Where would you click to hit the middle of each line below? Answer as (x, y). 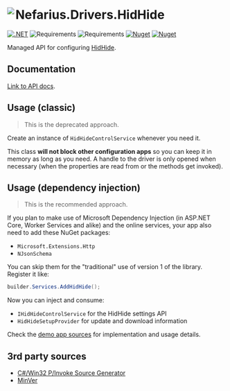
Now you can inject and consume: (56, 300)
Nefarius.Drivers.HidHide (90, 15)
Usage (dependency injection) (74, 188)
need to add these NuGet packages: (59, 233)
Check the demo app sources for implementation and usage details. (104, 334)
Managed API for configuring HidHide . (62, 47)
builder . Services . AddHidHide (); (54, 287)
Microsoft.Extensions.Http (56, 247)
